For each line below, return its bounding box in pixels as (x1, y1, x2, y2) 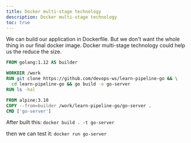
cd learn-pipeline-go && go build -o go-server (11, 81, 131, 87)
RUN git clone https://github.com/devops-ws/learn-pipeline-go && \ (6, 76, 178, 82)
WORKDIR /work (6, 70, 41, 77)
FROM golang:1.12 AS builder (6, 59, 78, 65)
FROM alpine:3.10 (6, 97, 49, 103)
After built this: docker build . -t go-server (6, 119, 115, 126)
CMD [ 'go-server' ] (6, 108, 51, 114)
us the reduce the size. (6, 48, 62, 55)
